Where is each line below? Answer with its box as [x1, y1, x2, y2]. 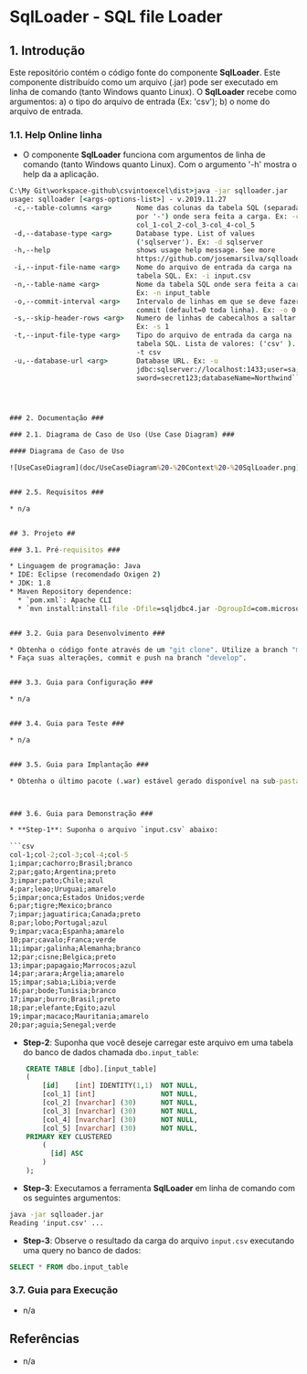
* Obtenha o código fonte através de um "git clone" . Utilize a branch [9, 645, 288, 654]
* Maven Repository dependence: [9, 587, 132, 597]
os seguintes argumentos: [22, 1192, 122, 1203]
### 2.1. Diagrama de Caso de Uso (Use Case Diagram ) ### [9, 430, 235, 439]
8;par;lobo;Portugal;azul [9, 918, 108, 928]
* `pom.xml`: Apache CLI [17, 596, 112, 605]
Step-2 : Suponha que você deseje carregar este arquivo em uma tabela [22, 1037, 294, 1048]
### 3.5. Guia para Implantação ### [9, 760, 149, 769]
